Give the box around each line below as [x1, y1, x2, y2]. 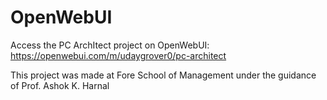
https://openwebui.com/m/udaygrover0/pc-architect [10, 49, 227, 61]
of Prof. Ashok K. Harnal [10, 79, 110, 91]
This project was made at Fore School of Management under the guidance [10, 69, 317, 81]
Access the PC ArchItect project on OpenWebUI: [10, 39, 210, 51]
